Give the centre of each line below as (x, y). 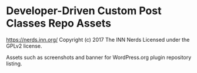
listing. (14, 64)
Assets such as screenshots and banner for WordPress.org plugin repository (99, 57)
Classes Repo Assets (59, 23)
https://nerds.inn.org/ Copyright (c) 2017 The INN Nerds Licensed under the (98, 39)
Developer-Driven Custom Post (84, 11)
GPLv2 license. (24, 46)
